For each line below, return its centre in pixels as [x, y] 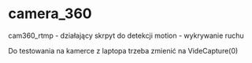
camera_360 [50, 14]
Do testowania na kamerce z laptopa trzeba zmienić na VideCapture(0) [123, 50]
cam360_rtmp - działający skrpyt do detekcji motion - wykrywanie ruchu [126, 35]
